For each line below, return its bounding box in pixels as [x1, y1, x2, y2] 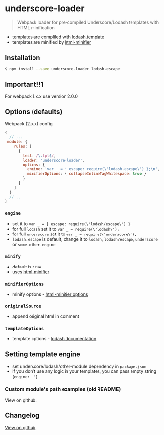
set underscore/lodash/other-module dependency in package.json [12, 363, 147, 369]
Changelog [5, 411, 40, 420]
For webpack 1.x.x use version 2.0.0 [5, 93, 78, 99]
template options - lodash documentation [12, 335, 97, 341]
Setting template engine [5, 350, 80, 359]
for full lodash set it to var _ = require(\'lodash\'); [12, 226, 120, 232]
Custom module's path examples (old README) [5, 386, 121, 393]
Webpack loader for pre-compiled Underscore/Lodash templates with [17, 19, 159, 25]
